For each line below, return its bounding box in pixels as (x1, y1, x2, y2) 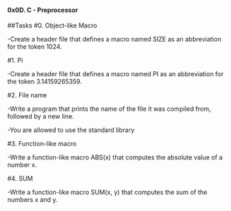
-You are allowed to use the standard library (7, 126, 135, 134)
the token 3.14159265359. (7, 78, 83, 86)
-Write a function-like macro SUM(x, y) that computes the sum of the (7, 188, 208, 197)
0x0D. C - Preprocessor (7, 6, 78, 14)
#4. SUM (7, 174, 33, 183)
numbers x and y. (7, 195, 58, 204)
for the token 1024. (7, 42, 62, 51)
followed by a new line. (7, 112, 74, 121)
